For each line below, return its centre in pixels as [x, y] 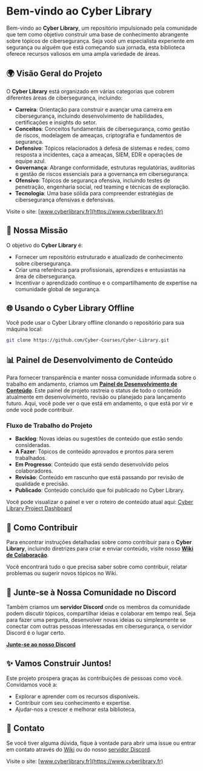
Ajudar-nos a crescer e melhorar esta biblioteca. [75, 709]
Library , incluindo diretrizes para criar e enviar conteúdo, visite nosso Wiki [100, 549]
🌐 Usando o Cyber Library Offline [70, 308]
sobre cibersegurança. [43, 263]
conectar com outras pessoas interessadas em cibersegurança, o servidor [99, 626]
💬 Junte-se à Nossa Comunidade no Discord [92, 592]
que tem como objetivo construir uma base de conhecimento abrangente [98, 34]
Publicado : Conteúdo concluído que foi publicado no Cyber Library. [100, 490]
